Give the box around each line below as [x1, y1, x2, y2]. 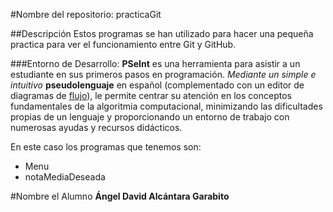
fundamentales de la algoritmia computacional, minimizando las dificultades [10, 100, 323, 112]
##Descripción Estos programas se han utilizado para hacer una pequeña [10, 28, 314, 39]
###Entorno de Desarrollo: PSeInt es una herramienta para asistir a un [10, 58, 301, 69]
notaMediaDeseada [24, 171, 106, 183]
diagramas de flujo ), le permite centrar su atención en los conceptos [10, 90, 292, 101]
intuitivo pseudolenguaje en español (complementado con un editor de [10, 79, 305, 91]
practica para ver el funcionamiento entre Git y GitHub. [10, 39, 237, 50]
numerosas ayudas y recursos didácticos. [10, 122, 183, 133]
